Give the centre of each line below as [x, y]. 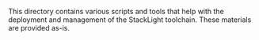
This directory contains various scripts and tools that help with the [116, 11]
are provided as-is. [39, 28]
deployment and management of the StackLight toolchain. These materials [130, 20]
